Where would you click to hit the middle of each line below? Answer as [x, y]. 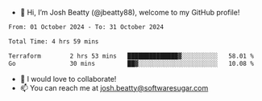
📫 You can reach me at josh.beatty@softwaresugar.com [114, 87]
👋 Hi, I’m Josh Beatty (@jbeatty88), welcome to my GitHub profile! [130, 12]
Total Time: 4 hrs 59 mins [54, 41]
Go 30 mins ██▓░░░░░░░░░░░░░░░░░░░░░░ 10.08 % [131, 63]
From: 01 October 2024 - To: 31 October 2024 [86, 27]
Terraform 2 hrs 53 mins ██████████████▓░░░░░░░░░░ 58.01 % [131, 56]
